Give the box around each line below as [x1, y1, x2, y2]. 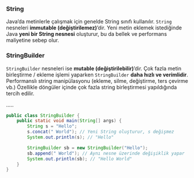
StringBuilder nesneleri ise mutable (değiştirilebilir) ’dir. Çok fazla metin [6, 65, 182, 72]
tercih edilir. [6, 90, 35, 97]
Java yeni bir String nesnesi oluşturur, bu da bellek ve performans [6, 31, 167, 38]
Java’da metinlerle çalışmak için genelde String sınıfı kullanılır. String [6, 18, 172, 25]
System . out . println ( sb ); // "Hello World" [27, 156, 132, 162]
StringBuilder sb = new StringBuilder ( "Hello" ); [27, 145, 148, 151]
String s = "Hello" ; [27, 123, 77, 129]
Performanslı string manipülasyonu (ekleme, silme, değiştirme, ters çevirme [6, 77, 189, 84]
